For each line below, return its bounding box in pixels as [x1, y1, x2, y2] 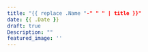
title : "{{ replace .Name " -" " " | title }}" [7, 9, 142, 17]
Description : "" [7, 28, 53, 36]
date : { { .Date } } [7, 16, 59, 23]
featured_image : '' [7, 35, 63, 42]
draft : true [7, 22, 41, 29]
